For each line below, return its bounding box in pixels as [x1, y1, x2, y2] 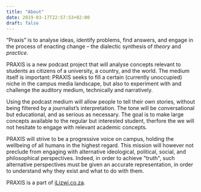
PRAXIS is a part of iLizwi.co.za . [6, 179, 85, 187]
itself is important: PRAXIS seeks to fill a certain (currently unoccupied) [6, 73, 182, 81]
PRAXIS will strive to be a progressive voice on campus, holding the [6, 135, 175, 143]
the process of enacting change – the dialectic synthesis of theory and [6, 43, 182, 50]
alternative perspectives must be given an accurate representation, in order [6, 161, 194, 169]
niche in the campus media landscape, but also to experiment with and [6, 80, 182, 87]
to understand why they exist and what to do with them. [6, 167, 144, 175]
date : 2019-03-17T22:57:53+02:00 [6, 14, 90, 20]
